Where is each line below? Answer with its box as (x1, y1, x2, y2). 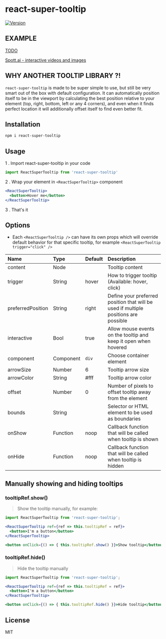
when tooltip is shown (108, 436, 159, 443)
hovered (108, 344, 127, 351)
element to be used (108, 409, 153, 416)
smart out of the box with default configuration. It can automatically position (5, 90, 160, 96)
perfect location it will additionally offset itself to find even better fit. (5, 106, 143, 112)
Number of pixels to (108, 382, 154, 389)
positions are (108, 311, 138, 318)
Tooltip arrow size (108, 366, 149, 373)
